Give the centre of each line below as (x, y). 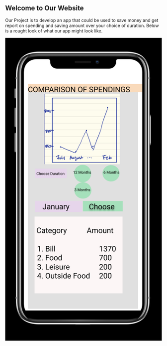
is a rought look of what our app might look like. (54, 31)
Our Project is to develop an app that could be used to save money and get (82, 20)
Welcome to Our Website (44, 8)
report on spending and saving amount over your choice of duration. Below (82, 25)
